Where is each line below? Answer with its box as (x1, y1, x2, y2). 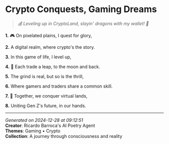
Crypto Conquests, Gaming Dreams (5, 4, 157, 15)
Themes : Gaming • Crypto (5, 127, 60, 134)
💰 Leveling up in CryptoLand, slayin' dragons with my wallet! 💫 (17, 20, 149, 26)
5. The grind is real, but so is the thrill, (5, 73, 84, 79)
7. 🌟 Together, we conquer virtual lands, (5, 93, 88, 99)
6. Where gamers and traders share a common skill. (5, 83, 113, 89)
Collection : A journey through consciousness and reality (5, 133, 122, 139)
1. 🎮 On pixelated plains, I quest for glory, (5, 32, 92, 38)
